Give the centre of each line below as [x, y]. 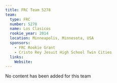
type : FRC [20, 19]
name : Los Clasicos [30, 29]
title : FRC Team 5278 [28, 10]
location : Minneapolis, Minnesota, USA [52, 38]
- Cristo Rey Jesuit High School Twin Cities [63, 52]
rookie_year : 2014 [29, 33]
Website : [24, 62]
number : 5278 [24, 24]
